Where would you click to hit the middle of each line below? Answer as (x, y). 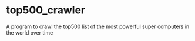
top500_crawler (46, 10)
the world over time (30, 32)
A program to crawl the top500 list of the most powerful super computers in (98, 26)
